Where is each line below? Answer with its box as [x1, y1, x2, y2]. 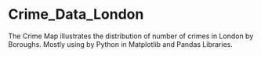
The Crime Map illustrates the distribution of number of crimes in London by [8, 31, 254, 41]
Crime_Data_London [8, 5, 144, 23]
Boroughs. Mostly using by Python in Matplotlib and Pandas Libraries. [8, 39, 233, 48]
